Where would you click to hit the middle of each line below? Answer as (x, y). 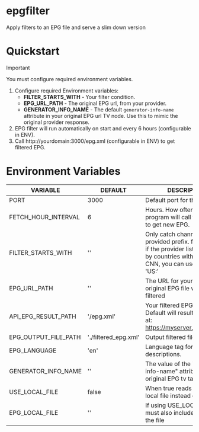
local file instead (168, 395)
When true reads (168, 388)
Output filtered (165, 337)
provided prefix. (167, 241)
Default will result (169, 312)
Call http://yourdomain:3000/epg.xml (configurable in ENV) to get (95, 141)
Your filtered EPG (169, 305)
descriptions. (163, 354)
